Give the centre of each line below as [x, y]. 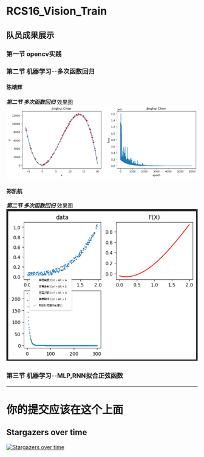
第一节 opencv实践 [34, 54]
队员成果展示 [30, 35]
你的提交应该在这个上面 [65, 409]
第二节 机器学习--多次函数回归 [50, 72]
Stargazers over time [47, 432]
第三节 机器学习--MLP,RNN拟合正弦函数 [65, 376]
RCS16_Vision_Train [57, 11]
